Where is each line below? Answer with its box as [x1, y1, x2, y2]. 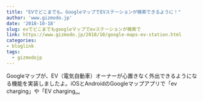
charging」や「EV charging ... [6, 87, 81, 95]
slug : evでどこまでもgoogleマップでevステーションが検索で [6, 26, 141, 32]
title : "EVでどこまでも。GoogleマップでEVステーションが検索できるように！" [6, 9, 182, 15]
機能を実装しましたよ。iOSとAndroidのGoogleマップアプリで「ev [11, 80, 177, 87]
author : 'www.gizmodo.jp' [6, 15, 72, 21]
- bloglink [6, 43, 34, 50]
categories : [6, 37, 37, 43]
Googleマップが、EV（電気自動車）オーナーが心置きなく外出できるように [6, 72, 192, 80]
